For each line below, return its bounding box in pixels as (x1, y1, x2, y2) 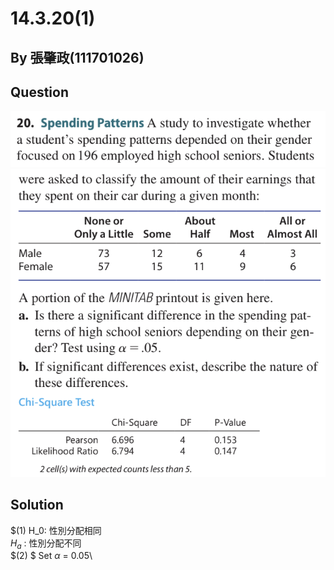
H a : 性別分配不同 (10, 537, 82, 551)
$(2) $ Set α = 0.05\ (10, 550, 93, 562)
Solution (10, 497, 64, 514)
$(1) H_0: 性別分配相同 (10, 524, 102, 536)
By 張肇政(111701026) (10, 49, 145, 66)
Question (10, 83, 69, 101)
